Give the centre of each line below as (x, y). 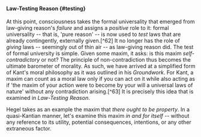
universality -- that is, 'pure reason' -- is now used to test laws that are (94, 34)
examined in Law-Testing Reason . (48, 98)
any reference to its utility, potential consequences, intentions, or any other (99, 122)
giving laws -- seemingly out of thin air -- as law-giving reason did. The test (100, 47)
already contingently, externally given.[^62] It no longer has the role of (93, 41)
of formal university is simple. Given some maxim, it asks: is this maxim (94, 53)
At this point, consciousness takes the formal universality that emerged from (100, 22)
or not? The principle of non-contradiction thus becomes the (116, 60)
